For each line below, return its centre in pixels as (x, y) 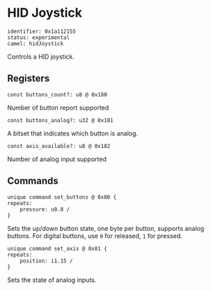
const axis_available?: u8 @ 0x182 (59, 146)
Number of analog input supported (57, 159)
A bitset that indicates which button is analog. (72, 133)
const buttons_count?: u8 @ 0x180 (57, 95)
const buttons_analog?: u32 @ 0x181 (60, 120)
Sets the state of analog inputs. (52, 280)
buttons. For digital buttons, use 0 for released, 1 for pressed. (95, 236)
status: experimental (39, 37)
